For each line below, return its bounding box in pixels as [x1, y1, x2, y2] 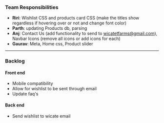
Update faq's [12, 91, 39, 97]
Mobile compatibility [12, 81, 53, 86]
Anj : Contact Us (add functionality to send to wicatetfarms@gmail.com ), [12, 31, 158, 37]
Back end [5, 102, 24, 108]
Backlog [5, 58, 25, 64]
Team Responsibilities [5, 4, 59, 11]
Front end [5, 70, 25, 76]
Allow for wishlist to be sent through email [12, 86, 97, 92]
